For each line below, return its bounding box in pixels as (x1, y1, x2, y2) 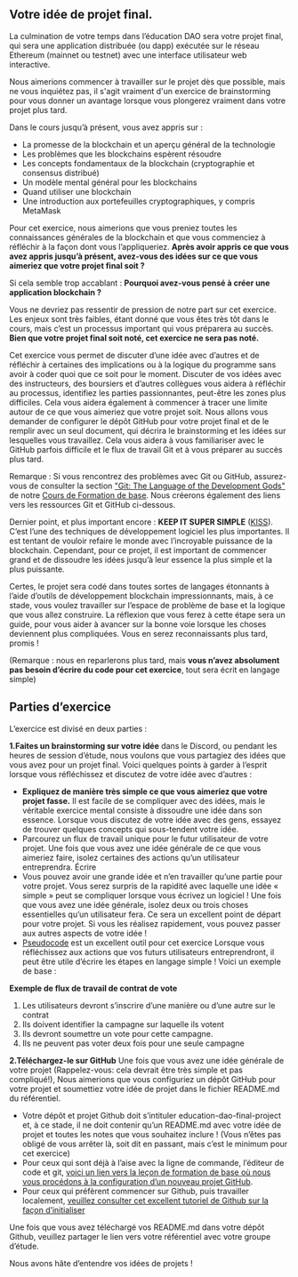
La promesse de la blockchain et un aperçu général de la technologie (21, 139, 276, 149)
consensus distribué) (21, 167, 100, 178)
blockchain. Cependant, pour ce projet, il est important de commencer (9, 544, 267, 555)
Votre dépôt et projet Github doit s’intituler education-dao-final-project (21, 1110, 282, 1120)
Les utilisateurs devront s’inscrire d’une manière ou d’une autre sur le (21, 1000, 276, 1010)
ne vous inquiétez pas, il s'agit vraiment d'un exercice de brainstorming (9, 85, 271, 96)
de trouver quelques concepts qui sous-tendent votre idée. (21, 823, 239, 834)
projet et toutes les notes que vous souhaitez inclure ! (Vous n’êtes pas (21, 1128, 282, 1139)
